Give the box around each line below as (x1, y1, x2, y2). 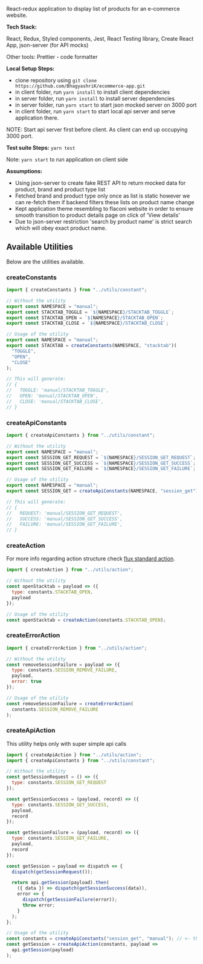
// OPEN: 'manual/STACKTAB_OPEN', (6, 393, 98, 399)
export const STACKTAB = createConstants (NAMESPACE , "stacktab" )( (6, 342, 177, 349)
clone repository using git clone (14, 77, 97, 84)
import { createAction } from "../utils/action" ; (6, 567, 134, 573)
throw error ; (22, 902, 56, 908)
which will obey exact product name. (14, 224, 107, 231)
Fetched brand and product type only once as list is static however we (14, 192, 190, 199)
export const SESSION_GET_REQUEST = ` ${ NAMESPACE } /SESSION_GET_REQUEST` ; (6, 454, 196, 460)
